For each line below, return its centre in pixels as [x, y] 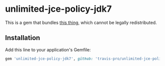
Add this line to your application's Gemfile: [48, 49]
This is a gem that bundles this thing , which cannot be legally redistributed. [81, 22]
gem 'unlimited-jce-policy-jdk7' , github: [49, 59]
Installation [23, 38]
